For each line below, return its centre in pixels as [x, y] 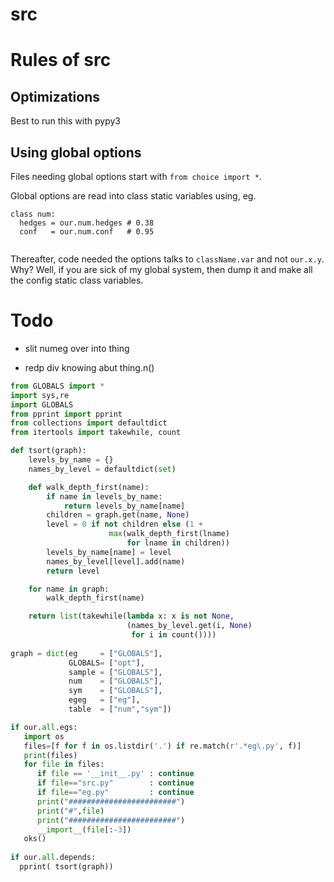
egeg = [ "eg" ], [104, 700]
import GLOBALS [42, 404]
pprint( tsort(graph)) [66, 867]
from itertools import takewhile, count [96, 433]
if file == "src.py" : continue [115, 783]
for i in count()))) [174, 635]
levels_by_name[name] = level [109, 552]
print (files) [50, 755]
